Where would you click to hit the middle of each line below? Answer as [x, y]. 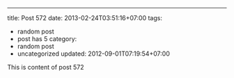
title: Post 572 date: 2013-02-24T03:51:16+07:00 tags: [85, 18]
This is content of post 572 [46, 67]
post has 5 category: [47, 39]
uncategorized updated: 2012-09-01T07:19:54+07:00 [94, 54]
